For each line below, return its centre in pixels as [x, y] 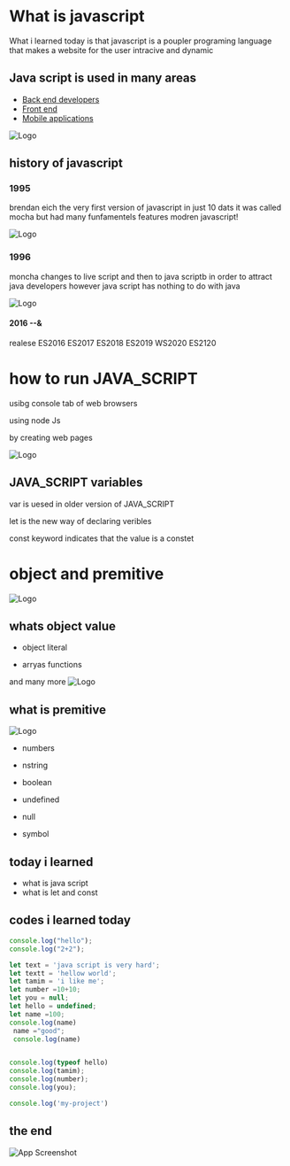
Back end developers [61, 99]
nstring [35, 765]
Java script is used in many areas [103, 78]
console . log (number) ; [49, 1079]
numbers [38, 748]
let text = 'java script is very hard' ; [85, 965]
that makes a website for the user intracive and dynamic [111, 50]
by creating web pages [51, 437]
